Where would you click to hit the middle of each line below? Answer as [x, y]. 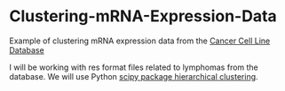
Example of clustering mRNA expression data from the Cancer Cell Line [140, 41]
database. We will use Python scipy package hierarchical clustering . [134, 76]
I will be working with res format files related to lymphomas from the [134, 67]
